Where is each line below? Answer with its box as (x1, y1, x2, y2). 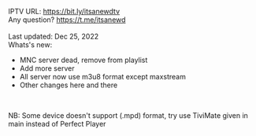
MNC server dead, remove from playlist (19, 55, 148, 64)
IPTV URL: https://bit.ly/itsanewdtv (8, 7, 121, 16)
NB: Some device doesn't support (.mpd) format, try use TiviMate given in (8, 111, 248, 120)
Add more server (19, 64, 75, 73)
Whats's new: (8, 40, 53, 50)
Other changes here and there (19, 80, 118, 90)
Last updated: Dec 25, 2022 (8, 31, 99, 41)
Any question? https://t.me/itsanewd (8, 15, 126, 24)
